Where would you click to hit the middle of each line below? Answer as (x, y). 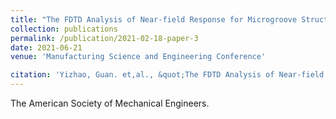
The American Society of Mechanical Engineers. (110, 103)
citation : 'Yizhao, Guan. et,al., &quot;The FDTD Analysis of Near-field (167, 75)
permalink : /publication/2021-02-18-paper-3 (104, 38)
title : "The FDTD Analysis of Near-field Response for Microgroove (154, 19)
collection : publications (64, 29)
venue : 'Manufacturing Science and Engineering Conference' (138, 57)
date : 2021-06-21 (46, 47)
